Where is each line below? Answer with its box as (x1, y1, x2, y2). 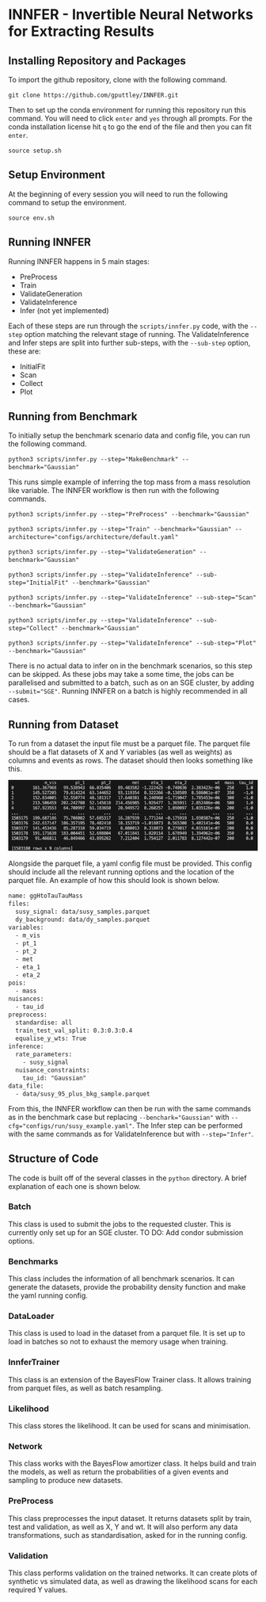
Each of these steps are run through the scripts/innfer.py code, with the (8, 321, 249, 331)
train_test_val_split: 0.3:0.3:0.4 (15, 1027, 133, 1034)
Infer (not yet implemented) (19, 305, 109, 315)
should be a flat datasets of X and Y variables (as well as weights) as (8, 747, 233, 757)
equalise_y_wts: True (15, 1034, 87, 1042)
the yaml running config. (8, 1290, 89, 1301)
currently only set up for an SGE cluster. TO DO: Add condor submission (8, 1227, 244, 1237)
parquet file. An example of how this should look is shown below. (8, 875, 220, 885)
